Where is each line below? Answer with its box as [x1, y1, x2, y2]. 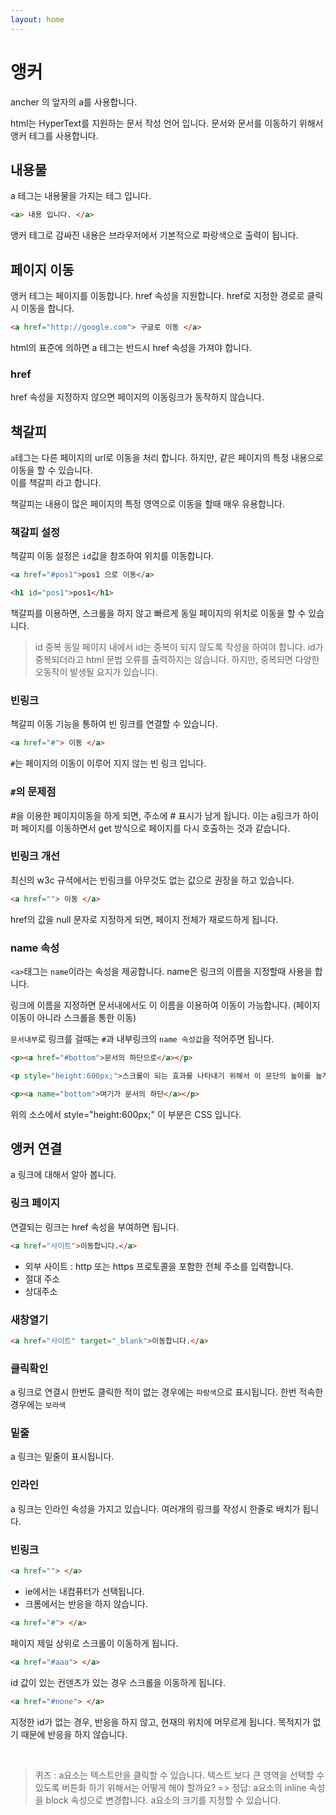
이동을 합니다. [20, 302, 75, 315]
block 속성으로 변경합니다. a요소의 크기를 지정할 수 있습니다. [45, 1794, 282, 1806]
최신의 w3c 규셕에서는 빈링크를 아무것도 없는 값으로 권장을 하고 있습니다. [10, 874, 295, 886]
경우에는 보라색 [10, 1399, 67, 1411]
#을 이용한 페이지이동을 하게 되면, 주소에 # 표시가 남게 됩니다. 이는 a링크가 [10, 809, 301, 821]
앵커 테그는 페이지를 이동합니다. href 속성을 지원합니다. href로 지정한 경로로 [10, 290, 305, 302]
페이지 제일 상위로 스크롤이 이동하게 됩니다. [10, 1637, 179, 1649]
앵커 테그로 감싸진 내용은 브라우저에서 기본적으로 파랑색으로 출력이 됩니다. [10, 229, 299, 241]
